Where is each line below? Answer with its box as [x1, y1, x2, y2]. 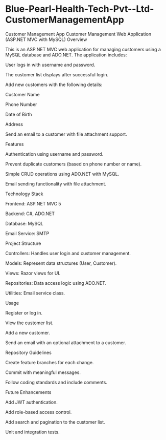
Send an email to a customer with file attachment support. [5, 131, 128, 137]
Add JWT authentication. [5, 399, 58, 405]
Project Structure [5, 240, 41, 246]
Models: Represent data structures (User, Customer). [5, 260, 117, 266]
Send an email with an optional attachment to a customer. [5, 339, 126, 346]
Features [5, 141, 24, 147]
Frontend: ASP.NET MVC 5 [5, 200, 61, 206]
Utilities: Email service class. [5, 290, 65, 296]
